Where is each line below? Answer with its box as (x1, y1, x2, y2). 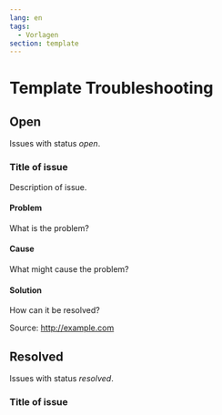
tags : (9, 22, 30, 31)
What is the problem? (9, 222, 89, 233)
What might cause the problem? (9, 263, 129, 274)
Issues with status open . (9, 138, 101, 149)
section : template (9, 38, 79, 48)
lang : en (9, 13, 43, 23)
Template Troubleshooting (9, 78, 214, 98)
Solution (9, 284, 43, 296)
